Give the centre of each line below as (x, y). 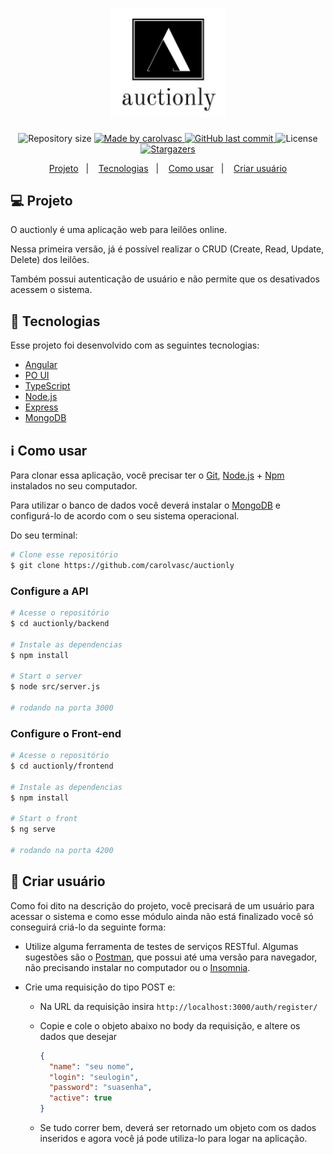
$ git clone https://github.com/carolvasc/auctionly (122, 565)
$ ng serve (33, 829)
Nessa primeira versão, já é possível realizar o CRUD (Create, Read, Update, (167, 249)
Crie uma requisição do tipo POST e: (100, 987)
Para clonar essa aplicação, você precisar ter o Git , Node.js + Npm (147, 475)
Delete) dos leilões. (50, 260)
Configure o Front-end (66, 733)
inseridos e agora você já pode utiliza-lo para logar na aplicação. (173, 1139)
